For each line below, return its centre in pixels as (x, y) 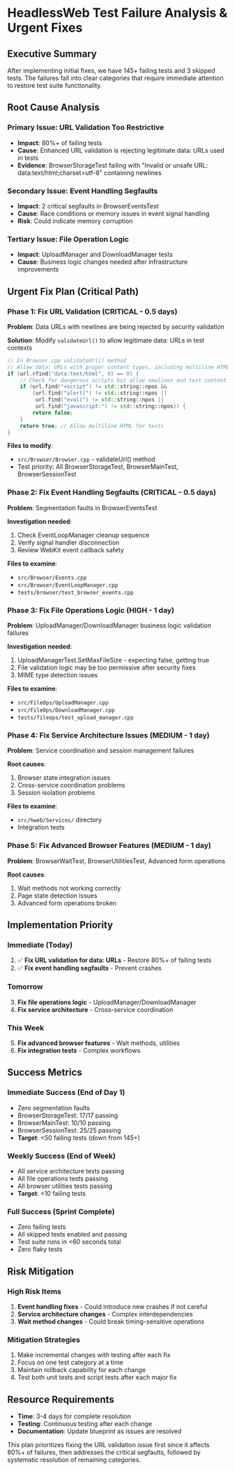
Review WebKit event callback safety (71, 550)
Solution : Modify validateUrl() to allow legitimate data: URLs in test (106, 340)
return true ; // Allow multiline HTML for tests (92, 426)
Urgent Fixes (45, 28)
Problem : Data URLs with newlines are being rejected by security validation (116, 326)
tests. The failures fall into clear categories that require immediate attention (115, 78)
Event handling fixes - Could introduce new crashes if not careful (112, 1306)
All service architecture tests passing (71, 1171)
